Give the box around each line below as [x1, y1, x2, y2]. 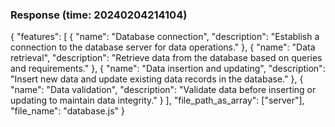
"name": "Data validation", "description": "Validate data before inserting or [10, 84, 317, 96]
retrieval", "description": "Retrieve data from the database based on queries [10, 52, 323, 64]
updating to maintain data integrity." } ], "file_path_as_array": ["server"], [10, 94, 305, 107]
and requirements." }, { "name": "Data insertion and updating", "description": [10, 63, 326, 75]
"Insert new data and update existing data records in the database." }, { [10, 73, 304, 85]
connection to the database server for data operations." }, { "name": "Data [10, 41, 316, 53]
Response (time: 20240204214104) [10, 8, 188, 22]
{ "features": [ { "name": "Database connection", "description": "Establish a [10, 31, 320, 43]
